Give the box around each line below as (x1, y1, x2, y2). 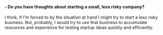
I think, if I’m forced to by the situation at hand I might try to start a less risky (4, 14, 158, 20)
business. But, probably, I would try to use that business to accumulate (4, 20, 147, 25)
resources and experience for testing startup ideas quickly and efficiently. (4, 24, 154, 31)
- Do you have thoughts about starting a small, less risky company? (4, 4, 145, 10)
